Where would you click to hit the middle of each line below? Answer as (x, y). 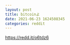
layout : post (18, 10)
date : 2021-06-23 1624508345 (35, 19)
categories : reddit (25, 23)
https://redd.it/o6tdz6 (27, 38)
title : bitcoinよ (23, 14)
